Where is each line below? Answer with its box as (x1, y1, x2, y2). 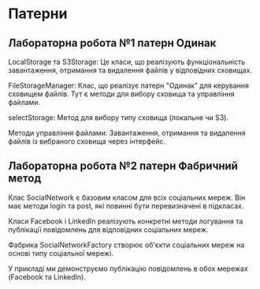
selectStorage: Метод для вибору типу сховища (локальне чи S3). (8, 113, 228, 122)
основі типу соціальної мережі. (8, 248, 114, 257)
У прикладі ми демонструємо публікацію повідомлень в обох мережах (8, 264, 248, 273)
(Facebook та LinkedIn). (8, 272, 87, 281)
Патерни (8, 5, 68, 23)
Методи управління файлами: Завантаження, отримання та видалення (8, 128, 246, 137)
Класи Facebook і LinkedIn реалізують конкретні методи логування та (8, 216, 243, 226)
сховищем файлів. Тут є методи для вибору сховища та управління (8, 89, 235, 99)
